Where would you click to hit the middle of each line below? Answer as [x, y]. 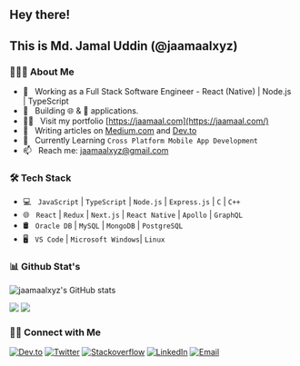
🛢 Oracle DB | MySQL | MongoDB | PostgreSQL [103, 225]
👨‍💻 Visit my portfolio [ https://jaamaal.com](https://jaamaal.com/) [146, 121]
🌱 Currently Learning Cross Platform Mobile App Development [140, 141]
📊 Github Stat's [45, 267]
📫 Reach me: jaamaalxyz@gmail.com [95, 151]
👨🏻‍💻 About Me [42, 72]
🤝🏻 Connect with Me [55, 332]
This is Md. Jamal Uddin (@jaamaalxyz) [124, 46]
